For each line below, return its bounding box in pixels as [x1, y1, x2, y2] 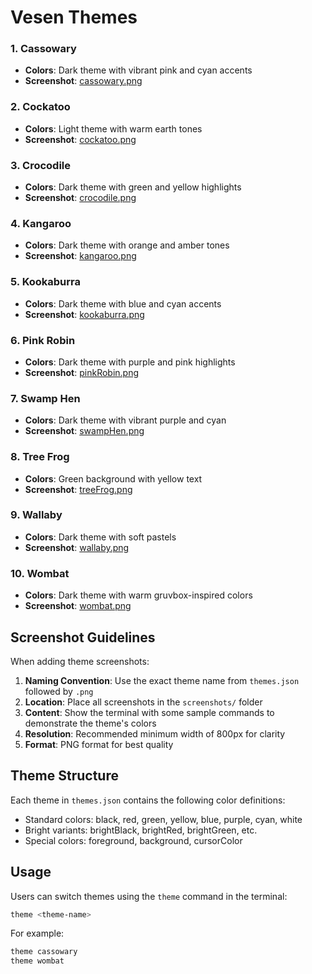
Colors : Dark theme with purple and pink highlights [24, 356, 236, 368]
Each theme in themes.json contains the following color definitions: [10, 794, 286, 806]
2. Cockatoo [10, 100, 71, 114]
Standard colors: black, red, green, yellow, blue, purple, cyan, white [24, 813, 303, 825]
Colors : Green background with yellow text [24, 472, 203, 485]
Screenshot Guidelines [10, 629, 156, 646]
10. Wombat [10, 566, 70, 580]
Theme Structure [10, 767, 119, 785]
